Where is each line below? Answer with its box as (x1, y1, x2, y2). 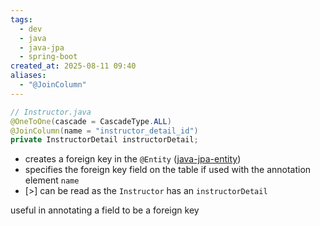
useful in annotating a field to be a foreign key (10, 204, 200, 216)
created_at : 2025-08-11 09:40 (10, 61, 137, 71)
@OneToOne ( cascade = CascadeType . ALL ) (10, 116, 172, 126)
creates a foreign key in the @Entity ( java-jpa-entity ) (24, 153, 242, 165)
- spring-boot (19, 52, 78, 62)
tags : (10, 14, 33, 25)
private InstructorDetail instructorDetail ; (10, 135, 199, 145)
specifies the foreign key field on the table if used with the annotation (24, 164, 312, 176)
